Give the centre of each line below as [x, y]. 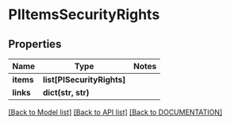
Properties [35, 44]
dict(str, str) [66, 93]
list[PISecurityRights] [84, 79]
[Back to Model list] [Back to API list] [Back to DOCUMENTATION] [115, 112]
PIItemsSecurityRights [84, 15]
